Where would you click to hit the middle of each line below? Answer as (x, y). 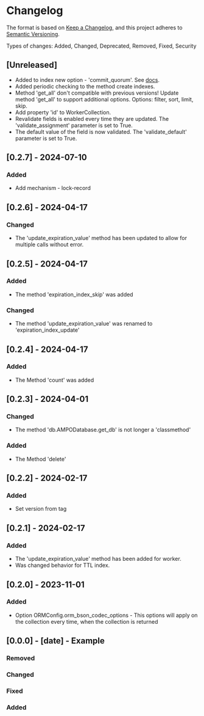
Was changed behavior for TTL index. (62, 565)
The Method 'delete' (40, 459)
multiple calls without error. (49, 244)
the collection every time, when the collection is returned (86, 621)
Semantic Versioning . (33, 34)
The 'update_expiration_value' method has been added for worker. (98, 559)
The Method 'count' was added (55, 380)
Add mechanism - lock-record (53, 188)
